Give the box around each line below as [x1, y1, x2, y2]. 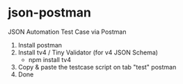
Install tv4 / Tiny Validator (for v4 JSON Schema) [17, 48, 159, 56]
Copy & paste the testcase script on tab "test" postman [17, 63, 177, 71]
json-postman [8, 5, 91, 21]
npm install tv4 [28, 55, 72, 63]
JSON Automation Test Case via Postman [8, 28, 127, 36]
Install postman [17, 41, 62, 49]
